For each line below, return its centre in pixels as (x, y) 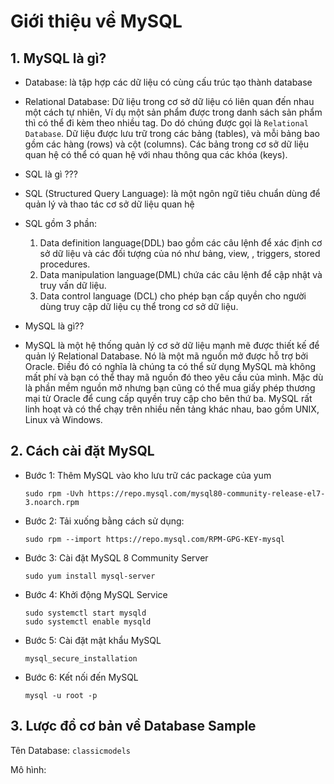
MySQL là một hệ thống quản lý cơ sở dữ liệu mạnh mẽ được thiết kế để (172, 345)
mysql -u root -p (61, 695)
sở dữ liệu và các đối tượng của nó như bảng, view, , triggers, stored (180, 253)
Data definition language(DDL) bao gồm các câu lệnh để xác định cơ (181, 243)
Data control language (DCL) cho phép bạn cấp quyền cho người (173, 296)
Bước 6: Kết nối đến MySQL (81, 677)
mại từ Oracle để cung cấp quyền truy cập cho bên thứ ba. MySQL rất (168, 398)
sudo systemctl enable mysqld (88, 621)
